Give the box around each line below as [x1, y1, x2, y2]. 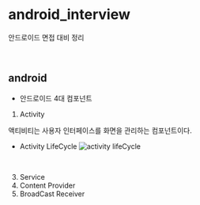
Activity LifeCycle [19, 141, 77, 151]
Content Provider [19, 180, 76, 190]
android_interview [8, 6, 130, 24]
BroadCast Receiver [19, 188, 85, 199]
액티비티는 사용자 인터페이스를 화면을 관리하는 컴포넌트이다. [8, 125, 192, 135]
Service [19, 172, 45, 181]
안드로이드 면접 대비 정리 [8, 32, 85, 42]
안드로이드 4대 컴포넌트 [19, 93, 92, 103]
